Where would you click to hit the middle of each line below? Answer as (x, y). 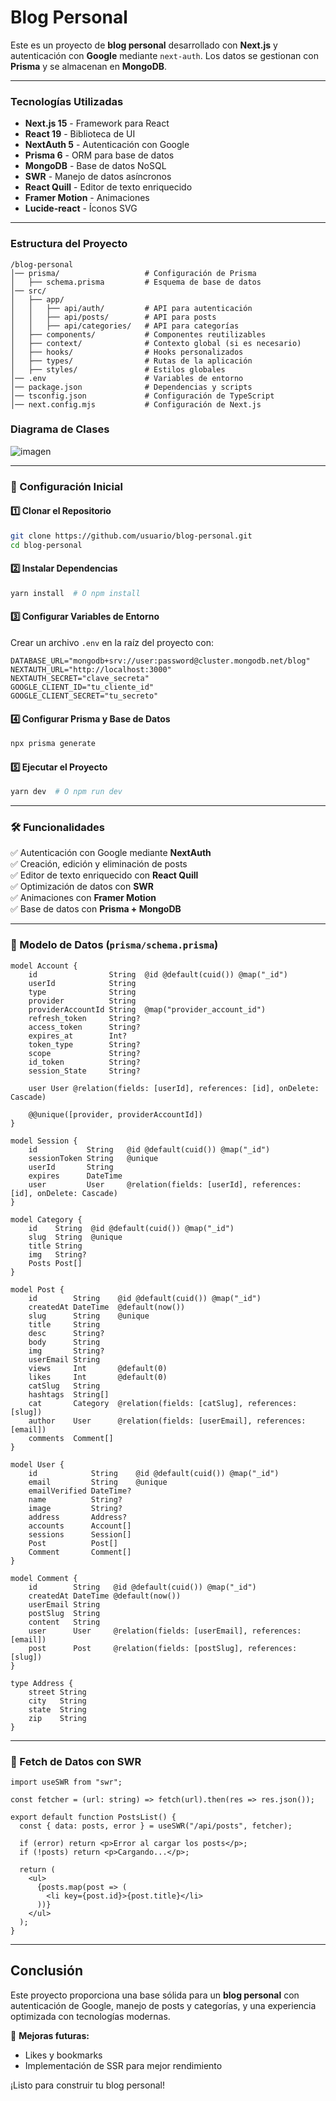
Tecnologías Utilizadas (67, 101)
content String (64, 1622)
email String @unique (98, 1482)
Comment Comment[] (80, 1552)
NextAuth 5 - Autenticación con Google (107, 145)
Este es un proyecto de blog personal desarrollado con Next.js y (144, 45)
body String (64, 1342)
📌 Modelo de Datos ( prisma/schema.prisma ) (114, 945)
